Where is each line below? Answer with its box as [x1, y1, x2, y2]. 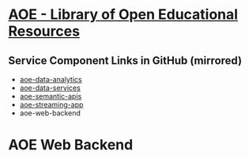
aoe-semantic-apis [19, 92, 82, 100]
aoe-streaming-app [19, 100, 84, 109]
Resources [8, 22, 81, 40]
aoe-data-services [19, 83, 81, 92]
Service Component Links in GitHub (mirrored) [8, 54, 243, 67]
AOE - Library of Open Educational [8, 6, 239, 24]
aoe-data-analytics [19, 75, 82, 84]
